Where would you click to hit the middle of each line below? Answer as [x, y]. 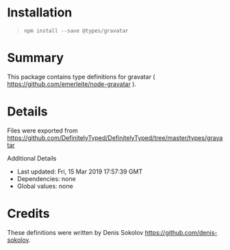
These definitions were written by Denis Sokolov [75, 232]
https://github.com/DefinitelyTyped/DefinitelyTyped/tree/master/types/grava [115, 137]
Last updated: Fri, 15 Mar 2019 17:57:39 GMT [80, 171]
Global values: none [45, 186]
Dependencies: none [47, 178]
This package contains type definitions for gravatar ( [81, 77]
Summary [35, 58]
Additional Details [32, 158]
